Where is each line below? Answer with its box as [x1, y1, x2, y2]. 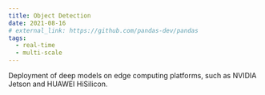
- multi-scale [15, 49, 62, 57]
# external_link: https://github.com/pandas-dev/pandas [8, 26, 199, 34]
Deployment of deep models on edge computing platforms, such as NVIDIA [8, 71, 257, 80]
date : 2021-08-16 [8, 19, 66, 27]
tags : [8, 34, 26, 42]
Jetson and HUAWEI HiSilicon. [8, 79, 108, 89]
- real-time [15, 42, 56, 49]
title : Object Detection [8, 11, 91, 20]
